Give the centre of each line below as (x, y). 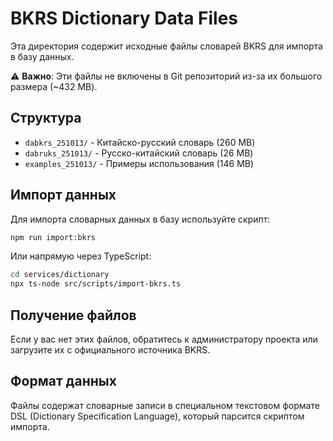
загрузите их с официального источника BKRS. (110, 350)
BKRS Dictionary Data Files (124, 18)
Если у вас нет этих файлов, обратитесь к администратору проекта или (164, 339)
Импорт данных (63, 195)
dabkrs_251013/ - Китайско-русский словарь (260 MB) (140, 142)
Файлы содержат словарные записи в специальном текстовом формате (165, 405)
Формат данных (63, 381)
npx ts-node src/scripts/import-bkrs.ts (96, 284)
